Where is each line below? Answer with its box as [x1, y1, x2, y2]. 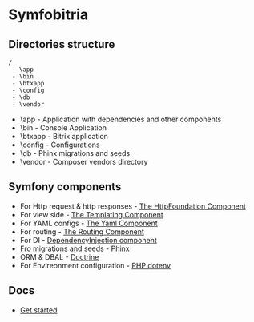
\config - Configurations [19, 140, 100, 149]
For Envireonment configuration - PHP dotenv [19, 260, 171, 270]
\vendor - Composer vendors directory [19, 157, 148, 166]
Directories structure [8, 38, 115, 51]
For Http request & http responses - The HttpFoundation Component [19, 201, 247, 211]
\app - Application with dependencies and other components [19, 114, 222, 124]
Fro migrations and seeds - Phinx [19, 244, 130, 253]
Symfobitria [8, 6, 89, 24]
